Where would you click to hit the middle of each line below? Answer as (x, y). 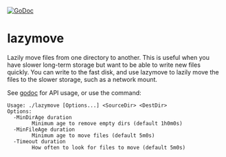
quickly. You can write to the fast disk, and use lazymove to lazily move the (113, 72)
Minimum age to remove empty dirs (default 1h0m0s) (108, 123)
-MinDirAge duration (43, 117)
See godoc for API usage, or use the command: (75, 92)
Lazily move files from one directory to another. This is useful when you (109, 57)
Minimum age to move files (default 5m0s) (93, 135)
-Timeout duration (40, 141)
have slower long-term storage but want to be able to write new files (104, 65)
